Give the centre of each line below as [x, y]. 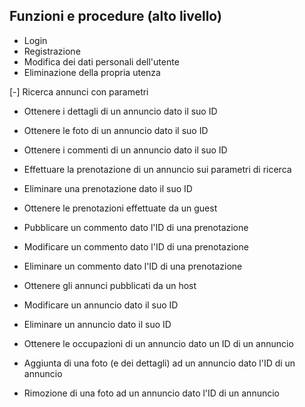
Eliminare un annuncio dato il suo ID [97, 324]
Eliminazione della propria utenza [92, 72]
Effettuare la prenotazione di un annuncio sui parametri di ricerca [157, 169]
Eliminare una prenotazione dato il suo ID [108, 188]
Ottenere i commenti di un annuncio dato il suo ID [125, 150]
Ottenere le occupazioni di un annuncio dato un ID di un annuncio [158, 343]
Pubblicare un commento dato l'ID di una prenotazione [136, 227]
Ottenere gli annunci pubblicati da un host [110, 285]
